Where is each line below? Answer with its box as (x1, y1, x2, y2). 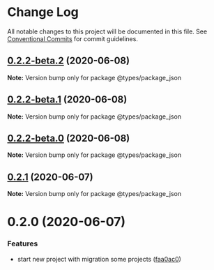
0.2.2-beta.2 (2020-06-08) (7, 55, 130, 67)
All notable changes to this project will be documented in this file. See (7, 27, 208, 36)
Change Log (7, 4, 79, 20)
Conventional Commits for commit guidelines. (7, 34, 138, 43)
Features (7, 239, 38, 248)
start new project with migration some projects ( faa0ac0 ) (17, 255, 181, 263)
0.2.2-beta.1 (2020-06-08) (7, 93, 128, 105)
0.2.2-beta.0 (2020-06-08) (7, 132, 130, 144)
